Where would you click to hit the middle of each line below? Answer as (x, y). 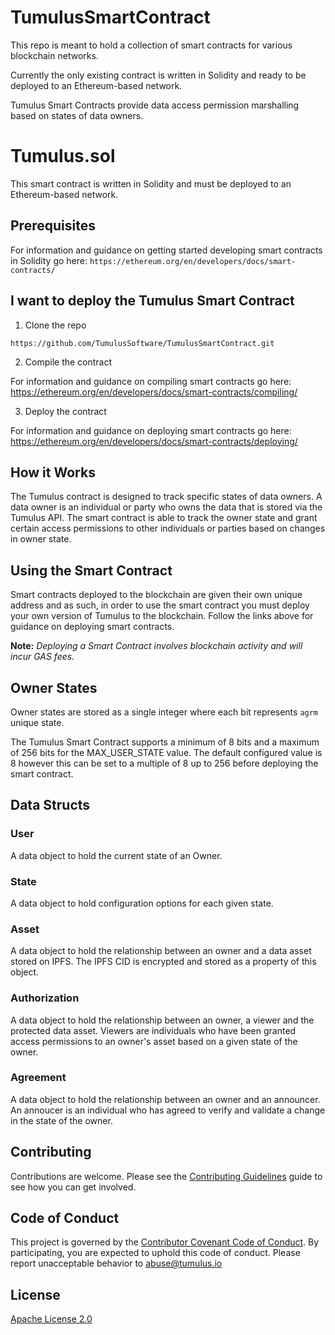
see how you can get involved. (73, 1187)
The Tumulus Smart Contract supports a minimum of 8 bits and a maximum (165, 742)
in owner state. (41, 539)
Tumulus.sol (63, 156)
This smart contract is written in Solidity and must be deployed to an (151, 183)
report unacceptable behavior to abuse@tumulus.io (116, 1263)
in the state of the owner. (61, 1120)
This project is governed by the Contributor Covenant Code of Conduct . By (165, 1242)
